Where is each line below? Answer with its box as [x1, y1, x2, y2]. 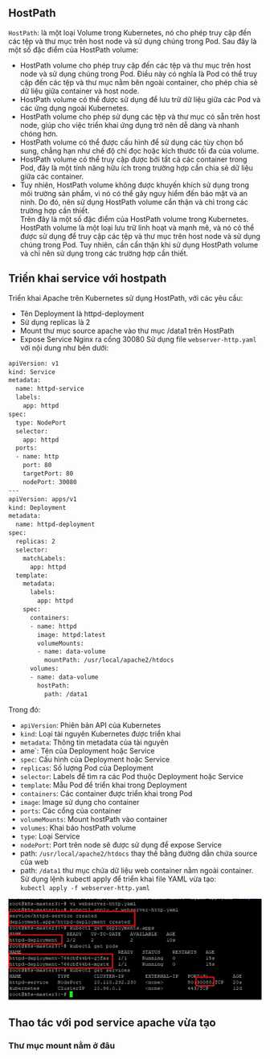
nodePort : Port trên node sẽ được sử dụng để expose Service [19, 839, 223, 849]
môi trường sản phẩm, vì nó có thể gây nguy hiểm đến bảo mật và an [19, 188, 247, 198]
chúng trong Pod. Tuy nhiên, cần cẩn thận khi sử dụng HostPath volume [19, 240, 259, 249]
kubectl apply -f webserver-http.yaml [19, 884, 150, 892]
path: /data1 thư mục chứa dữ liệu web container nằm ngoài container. [19, 865, 254, 875]
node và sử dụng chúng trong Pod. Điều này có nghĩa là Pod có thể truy [19, 68, 258, 79]
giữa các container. [19, 171, 84, 181]
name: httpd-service [15, 385, 84, 393]
